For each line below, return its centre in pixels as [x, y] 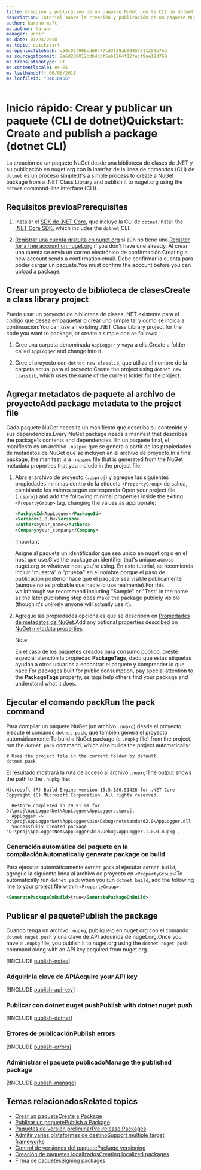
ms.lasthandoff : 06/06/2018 [41, 73]
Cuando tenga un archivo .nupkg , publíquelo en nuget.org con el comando [98, 930]
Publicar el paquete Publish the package [82, 916]
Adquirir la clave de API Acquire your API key [72, 977]
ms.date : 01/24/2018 [32, 40]
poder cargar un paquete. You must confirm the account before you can [103, 265]
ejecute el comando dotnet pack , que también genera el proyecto [87, 732]
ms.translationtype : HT [36, 62]
